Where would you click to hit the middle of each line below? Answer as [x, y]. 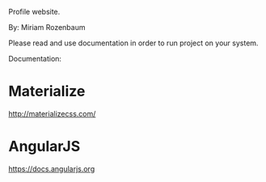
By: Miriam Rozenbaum [47, 27]
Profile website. [34, 12]
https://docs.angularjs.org [52, 168]
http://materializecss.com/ [52, 113]
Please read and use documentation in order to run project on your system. [133, 43]
